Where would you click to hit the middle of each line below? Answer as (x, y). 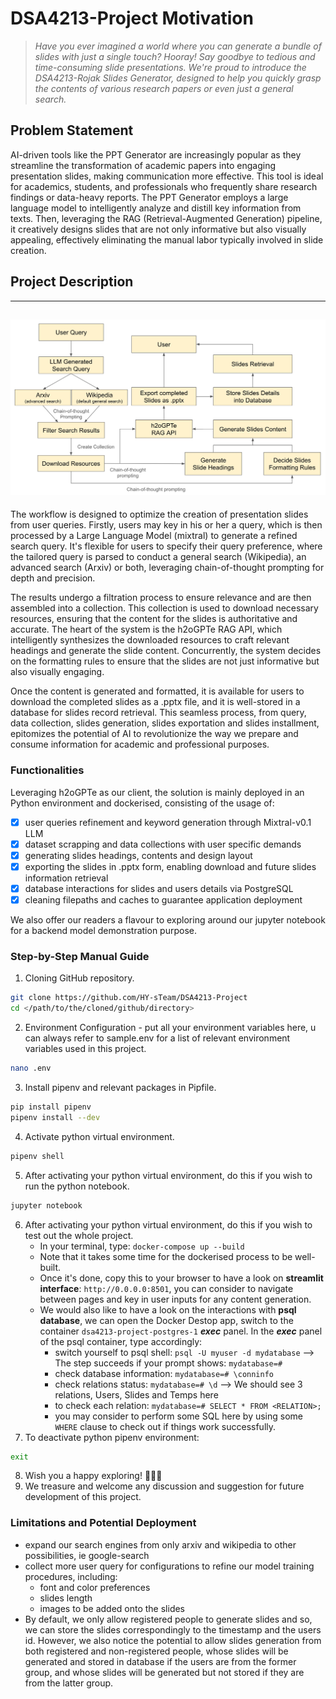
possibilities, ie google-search (87, 1555)
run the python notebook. (77, 1186)
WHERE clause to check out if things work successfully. (165, 1426)
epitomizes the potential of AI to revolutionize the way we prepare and (154, 734)
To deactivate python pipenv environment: (112, 1437)
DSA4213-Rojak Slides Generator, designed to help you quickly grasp (178, 78)
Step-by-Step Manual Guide (80, 956)
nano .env (31, 1068)
